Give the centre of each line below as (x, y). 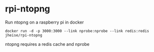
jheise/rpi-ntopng (24, 35)
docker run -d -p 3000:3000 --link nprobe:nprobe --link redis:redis (77, 31)
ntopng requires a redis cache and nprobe (47, 44)
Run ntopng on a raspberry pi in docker (45, 22)
